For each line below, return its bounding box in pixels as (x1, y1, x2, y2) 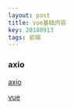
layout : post (8, 11, 51, 20)
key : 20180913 (8, 26, 55, 34)
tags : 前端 (8, 33, 41, 42)
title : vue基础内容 (8, 19, 67, 27)
